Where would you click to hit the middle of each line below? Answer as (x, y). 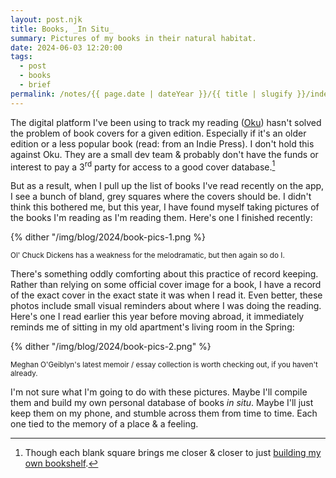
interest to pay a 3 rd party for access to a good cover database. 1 (143, 166)
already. (24, 374)
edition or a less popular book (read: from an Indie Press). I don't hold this (162, 143)
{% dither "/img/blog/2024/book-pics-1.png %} (108, 237)
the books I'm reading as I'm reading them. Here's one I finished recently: (161, 218)
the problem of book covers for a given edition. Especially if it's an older (158, 133)
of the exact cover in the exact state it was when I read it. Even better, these (166, 295)
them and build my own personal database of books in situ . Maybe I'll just (162, 403)
